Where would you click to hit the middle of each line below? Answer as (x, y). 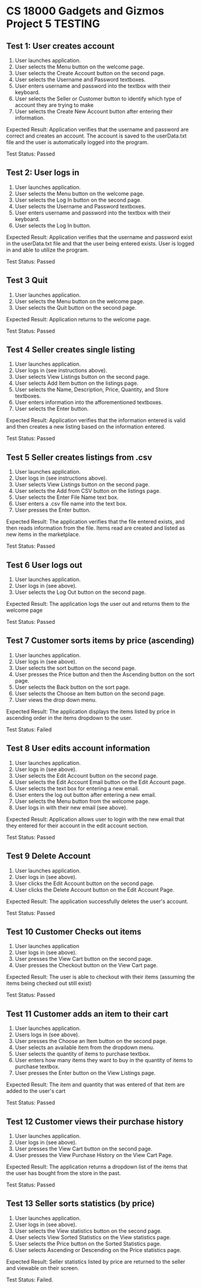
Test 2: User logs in (43, 173)
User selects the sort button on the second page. (75, 668)
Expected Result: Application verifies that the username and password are (98, 129)
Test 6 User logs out (44, 565)
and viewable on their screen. (43, 1268)
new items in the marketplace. (43, 534)
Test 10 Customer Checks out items (74, 932)
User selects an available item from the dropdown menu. (84, 1048)
